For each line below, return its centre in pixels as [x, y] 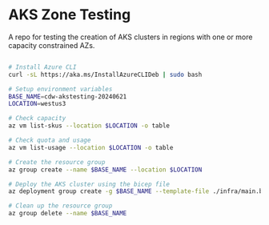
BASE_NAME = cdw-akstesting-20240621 [68, 96]
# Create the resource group [57, 162]
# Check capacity [37, 119]
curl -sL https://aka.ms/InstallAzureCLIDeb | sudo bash [105, 74]
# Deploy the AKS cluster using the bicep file [89, 184]
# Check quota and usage [50, 141]
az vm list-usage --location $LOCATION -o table [91, 147]
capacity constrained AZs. [52, 45]
